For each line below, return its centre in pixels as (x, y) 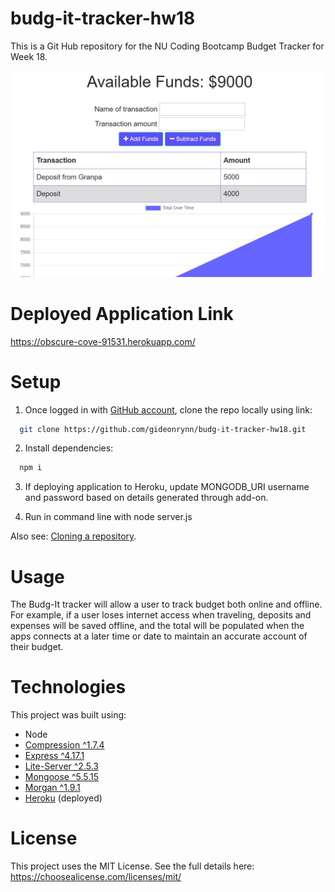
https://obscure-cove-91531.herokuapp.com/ (103, 341)
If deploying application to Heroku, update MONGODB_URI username (167, 487)
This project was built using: (68, 715)
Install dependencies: (69, 448)
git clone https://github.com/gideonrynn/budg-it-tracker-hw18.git (163, 429)
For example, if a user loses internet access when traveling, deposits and (161, 615)
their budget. (37, 647)
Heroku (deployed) (63, 798)
